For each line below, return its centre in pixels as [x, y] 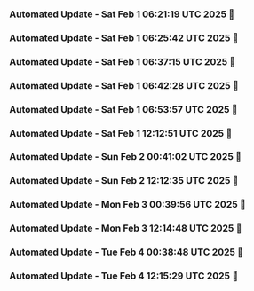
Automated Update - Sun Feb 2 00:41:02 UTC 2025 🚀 [126, 157]
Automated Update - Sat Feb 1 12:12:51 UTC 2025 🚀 [121, 133]
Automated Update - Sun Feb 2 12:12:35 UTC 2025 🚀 [124, 181]
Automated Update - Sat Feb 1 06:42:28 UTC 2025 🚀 [124, 85]
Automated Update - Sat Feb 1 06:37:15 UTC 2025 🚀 [123, 61]
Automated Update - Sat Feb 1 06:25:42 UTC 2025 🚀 [124, 37]
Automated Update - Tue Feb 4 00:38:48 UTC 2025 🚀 [127, 252]
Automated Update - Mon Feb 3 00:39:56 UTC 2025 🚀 [127, 205]
